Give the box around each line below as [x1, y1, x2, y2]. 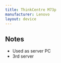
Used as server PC [12, 48, 51, 54]
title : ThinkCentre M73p [5, 7, 57, 12]
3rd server [12, 53, 34, 60]
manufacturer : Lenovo [5, 12, 50, 17]
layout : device [5, 16, 37, 21]
